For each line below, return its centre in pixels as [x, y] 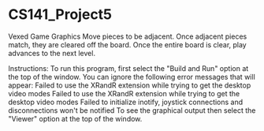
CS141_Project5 [60, 15]
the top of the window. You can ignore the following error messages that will [132, 77]
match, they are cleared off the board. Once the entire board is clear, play [127, 44]
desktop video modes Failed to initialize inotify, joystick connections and [126, 102]
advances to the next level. [52, 53]
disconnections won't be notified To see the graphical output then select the [132, 110]
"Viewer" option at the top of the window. [75, 118]
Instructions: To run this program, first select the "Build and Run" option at [128, 68]
